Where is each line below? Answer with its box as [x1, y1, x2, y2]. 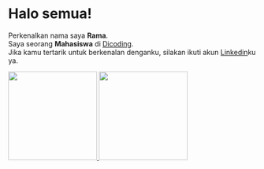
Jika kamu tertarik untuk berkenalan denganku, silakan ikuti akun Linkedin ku [8, 47, 256, 57]
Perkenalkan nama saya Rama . [8, 31, 109, 40]
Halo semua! [8, 5, 92, 23]
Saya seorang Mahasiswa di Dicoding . [8, 39, 134, 48]
